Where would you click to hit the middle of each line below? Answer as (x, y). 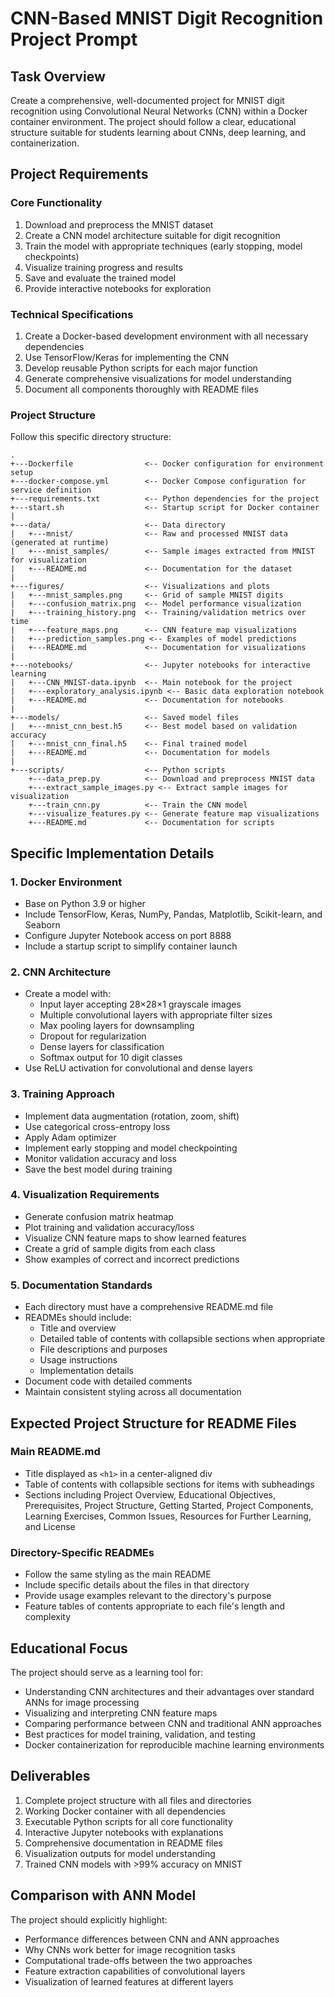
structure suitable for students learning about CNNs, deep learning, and (158, 132)
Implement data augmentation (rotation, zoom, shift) (132, 1116)
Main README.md (55, 1452)
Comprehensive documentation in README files (123, 1843)
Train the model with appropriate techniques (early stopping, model (163, 246)
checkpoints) (52, 256)
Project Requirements (79, 174)
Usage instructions (78, 1360)
